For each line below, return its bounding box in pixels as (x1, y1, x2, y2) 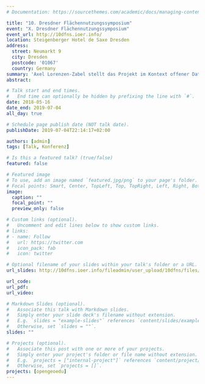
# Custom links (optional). (6, 217, 78, 223)
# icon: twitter (6, 251, 53, 257)
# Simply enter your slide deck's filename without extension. (6, 312, 176, 318)
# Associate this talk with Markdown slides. (6, 306, 130, 313)
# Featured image (6, 172, 51, 178)
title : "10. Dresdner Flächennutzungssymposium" (6, 20, 132, 26)
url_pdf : (6, 284, 29, 290)
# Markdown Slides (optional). (6, 300, 86, 307)
